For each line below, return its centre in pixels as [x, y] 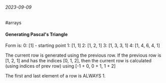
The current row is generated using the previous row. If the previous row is [83, 55]
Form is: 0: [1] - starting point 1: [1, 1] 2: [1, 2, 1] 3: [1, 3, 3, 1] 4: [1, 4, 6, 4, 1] [83, 46]
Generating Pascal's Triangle [37, 34]
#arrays [13, 23]
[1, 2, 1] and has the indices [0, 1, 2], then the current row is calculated [78, 61]
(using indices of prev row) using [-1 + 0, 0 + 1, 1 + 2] [60, 66]
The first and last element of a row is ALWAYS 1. [55, 76]
